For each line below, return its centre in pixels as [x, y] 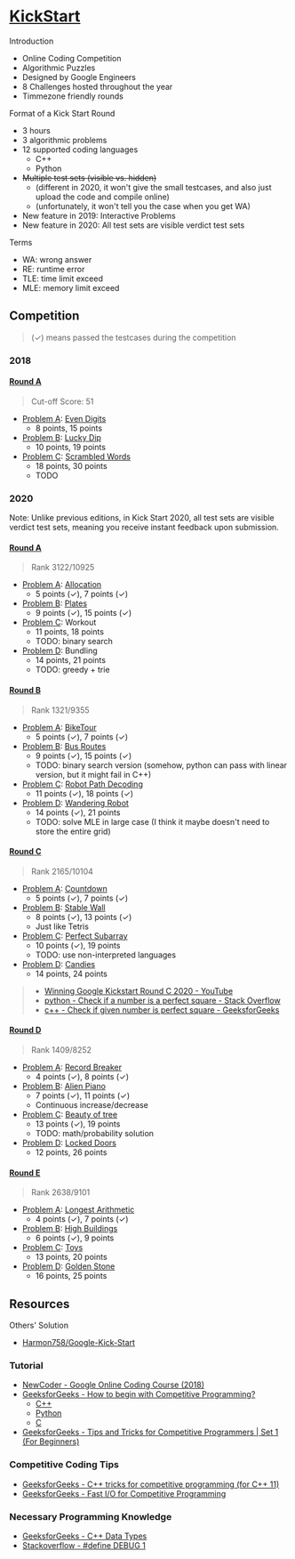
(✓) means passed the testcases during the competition [134, 337]
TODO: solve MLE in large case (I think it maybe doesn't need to [152, 821]
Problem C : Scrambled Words [76, 456]
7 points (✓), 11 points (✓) [83, 1095]
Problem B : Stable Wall [64, 907]
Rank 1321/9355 [60, 710]
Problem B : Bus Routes [64, 746]
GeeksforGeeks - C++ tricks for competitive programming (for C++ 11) [151, 1484]
